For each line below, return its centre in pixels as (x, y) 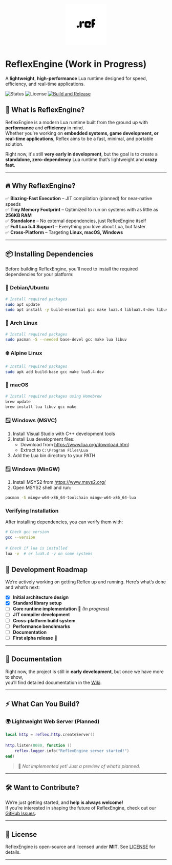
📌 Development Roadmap (47, 569)
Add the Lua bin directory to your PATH (54, 455)
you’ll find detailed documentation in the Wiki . (53, 682)
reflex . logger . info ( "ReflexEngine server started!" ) (72, 751)
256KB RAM (18, 215)
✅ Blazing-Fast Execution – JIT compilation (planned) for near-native (79, 198)
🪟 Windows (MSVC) (31, 421)
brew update (18, 402)
